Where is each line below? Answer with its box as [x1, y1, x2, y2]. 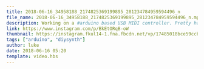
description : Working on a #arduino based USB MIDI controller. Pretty [6, 20, 191, 26]
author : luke [6, 43, 39, 49]
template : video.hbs [6, 53, 59, 59]
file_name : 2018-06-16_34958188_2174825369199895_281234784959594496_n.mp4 [6, 14, 202, 20]
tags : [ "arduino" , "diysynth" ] [6, 37, 86, 43]
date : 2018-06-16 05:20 [6, 48, 67, 54]
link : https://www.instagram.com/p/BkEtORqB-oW [6, 25, 129, 32]
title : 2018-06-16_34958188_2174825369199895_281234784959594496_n [6, 8, 181, 15]
